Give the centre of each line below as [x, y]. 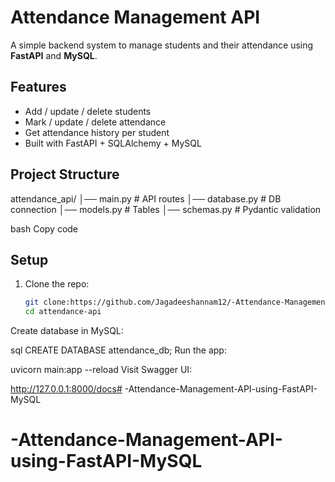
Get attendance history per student [97, 132]
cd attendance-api [63, 312]
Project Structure [65, 174]
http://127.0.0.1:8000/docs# [66, 389]
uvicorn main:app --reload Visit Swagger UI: [101, 370]
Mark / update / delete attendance [95, 122]
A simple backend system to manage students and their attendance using [162, 45]
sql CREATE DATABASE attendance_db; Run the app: [118, 350]
